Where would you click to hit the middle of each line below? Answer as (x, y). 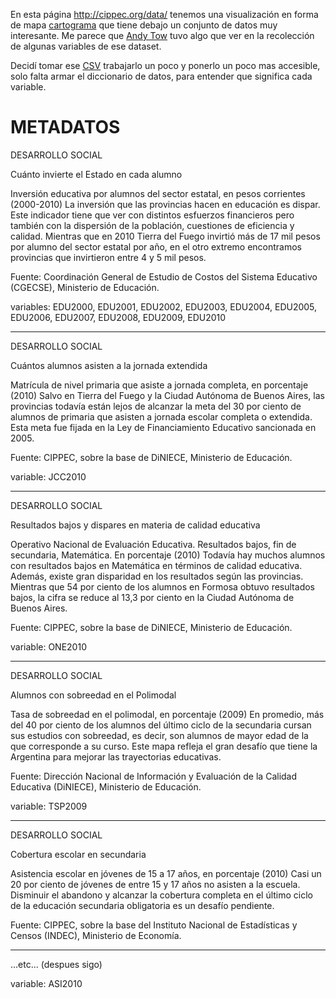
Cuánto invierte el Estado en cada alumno (96, 174)
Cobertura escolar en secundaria (78, 854)
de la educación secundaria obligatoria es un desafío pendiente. (142, 905)
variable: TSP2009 (49, 806)
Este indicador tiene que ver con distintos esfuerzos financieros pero (152, 215)
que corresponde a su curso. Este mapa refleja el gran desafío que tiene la (164, 746)
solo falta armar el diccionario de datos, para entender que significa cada (161, 76)
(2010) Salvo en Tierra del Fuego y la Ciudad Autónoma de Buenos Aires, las (167, 395)
